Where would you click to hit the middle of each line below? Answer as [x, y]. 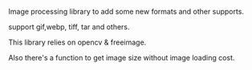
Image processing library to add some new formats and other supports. [126, 12]
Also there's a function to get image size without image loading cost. [122, 58]
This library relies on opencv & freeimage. [77, 42]
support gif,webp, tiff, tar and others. [69, 27]
